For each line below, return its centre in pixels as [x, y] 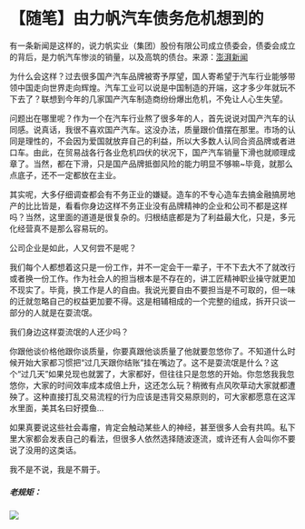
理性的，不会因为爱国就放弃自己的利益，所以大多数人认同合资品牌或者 [156, 141]
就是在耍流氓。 [69, 312]
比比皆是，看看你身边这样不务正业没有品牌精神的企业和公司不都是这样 [156, 205]
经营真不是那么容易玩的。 [65, 228]
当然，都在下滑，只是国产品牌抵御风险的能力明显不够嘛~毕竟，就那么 [163, 164]
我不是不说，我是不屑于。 [57, 469]
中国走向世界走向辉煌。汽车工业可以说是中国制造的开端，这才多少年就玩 [152, 87]
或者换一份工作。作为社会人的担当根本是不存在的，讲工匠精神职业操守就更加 [152, 278]
